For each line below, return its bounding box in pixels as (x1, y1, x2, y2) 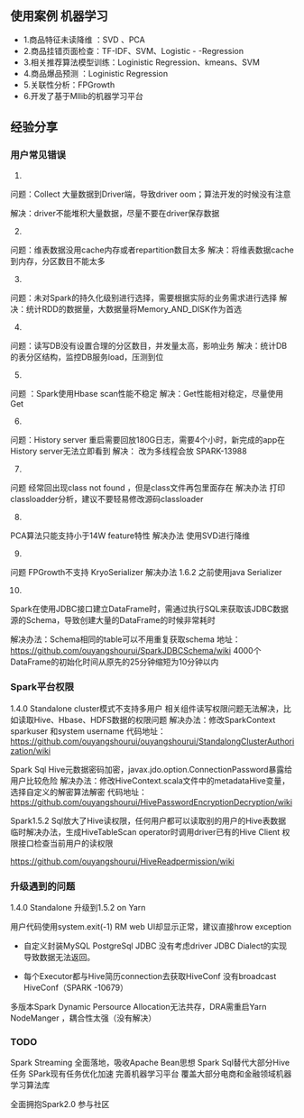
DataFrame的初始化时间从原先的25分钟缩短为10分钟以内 (10, 656, 219, 667)
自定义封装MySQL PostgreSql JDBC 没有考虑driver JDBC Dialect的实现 (23, 940, 288, 951)
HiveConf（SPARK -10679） (23, 982, 129, 994)
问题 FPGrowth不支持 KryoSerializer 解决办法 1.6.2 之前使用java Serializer (10, 566, 282, 577)
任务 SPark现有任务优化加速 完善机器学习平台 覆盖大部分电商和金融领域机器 (10, 1068, 292, 1079)
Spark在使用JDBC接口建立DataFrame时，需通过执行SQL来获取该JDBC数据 (10, 603, 290, 614)
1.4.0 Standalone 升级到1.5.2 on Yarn (10, 903, 146, 913)
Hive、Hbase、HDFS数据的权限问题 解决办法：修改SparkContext (33, 714, 276, 725)
